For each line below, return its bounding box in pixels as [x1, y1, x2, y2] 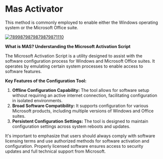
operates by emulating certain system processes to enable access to [5, 63, 144, 69]
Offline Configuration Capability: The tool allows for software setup [12, 87, 149, 93]
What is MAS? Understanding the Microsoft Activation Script [5, 43, 131, 49]
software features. [5, 68, 42, 74]
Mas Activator [5, 3, 63, 15]
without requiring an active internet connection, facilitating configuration [12, 92, 157, 98]
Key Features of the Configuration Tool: [5, 78, 87, 84]
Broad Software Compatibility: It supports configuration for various [12, 103, 148, 108]
